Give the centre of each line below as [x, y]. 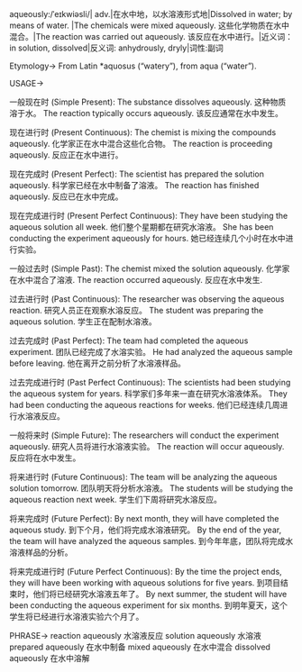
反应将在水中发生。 [45, 458]
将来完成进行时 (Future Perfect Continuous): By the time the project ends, [146, 572]
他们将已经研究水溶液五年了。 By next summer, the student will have [160, 594]
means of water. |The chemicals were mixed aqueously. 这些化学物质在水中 [150, 25]
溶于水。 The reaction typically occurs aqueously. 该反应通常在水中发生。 [146, 113]
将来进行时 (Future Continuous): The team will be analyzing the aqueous [143, 477]
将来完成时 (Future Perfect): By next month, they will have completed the [144, 518]
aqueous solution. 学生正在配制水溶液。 [83, 322]
